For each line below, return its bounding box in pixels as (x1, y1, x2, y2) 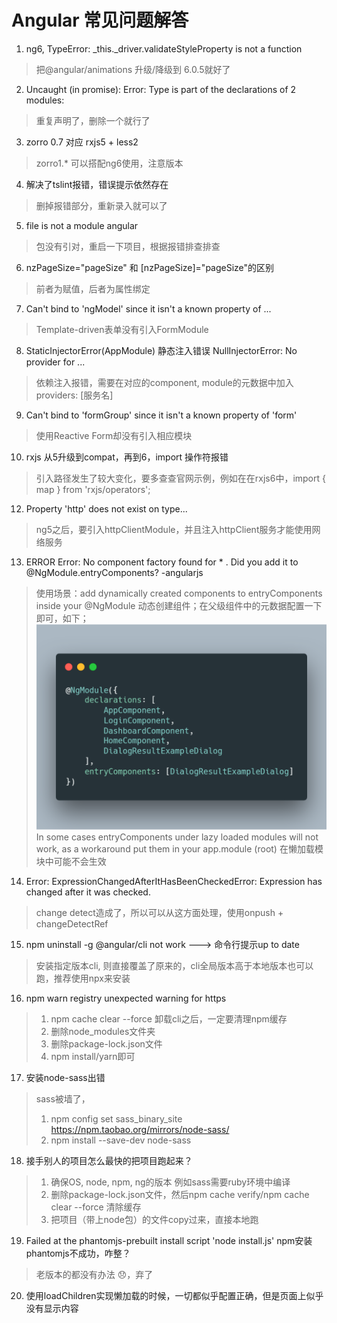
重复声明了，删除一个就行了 (35, 114, 151, 126)
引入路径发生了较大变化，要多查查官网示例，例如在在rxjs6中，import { (35, 472, 326, 484)
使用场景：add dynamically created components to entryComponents (35, 587, 323, 599)
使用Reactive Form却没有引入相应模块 (35, 429, 193, 441)
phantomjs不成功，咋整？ (25, 1247, 131, 1260)
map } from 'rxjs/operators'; (35, 483, 151, 495)
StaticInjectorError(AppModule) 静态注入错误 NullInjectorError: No (25, 344, 298, 356)
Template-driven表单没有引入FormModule (35, 323, 209, 335)
